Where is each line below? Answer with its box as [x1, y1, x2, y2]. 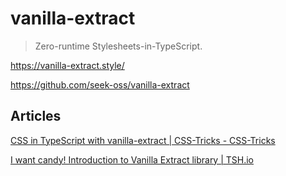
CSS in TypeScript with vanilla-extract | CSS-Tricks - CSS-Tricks [10, 134, 276, 146]
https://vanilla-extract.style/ [10, 59, 125, 71]
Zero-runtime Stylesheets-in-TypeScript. [34, 40, 203, 52]
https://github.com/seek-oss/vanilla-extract [10, 78, 190, 91]
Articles [10, 108, 62, 125]
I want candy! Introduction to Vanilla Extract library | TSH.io [10, 153, 255, 166]
